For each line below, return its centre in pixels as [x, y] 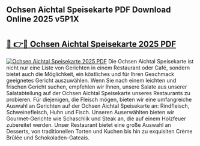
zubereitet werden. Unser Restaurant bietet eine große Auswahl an [89, 125]
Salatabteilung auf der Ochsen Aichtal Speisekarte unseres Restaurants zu [98, 93]
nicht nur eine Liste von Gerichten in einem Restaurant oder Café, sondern [98, 68]
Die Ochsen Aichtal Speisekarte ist [151, 61]
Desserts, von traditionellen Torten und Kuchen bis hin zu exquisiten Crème [99, 131]
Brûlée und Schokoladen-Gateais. [48, 138]
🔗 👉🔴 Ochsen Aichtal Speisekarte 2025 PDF [91, 44]
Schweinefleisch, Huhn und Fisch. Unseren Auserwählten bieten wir [90, 112]
